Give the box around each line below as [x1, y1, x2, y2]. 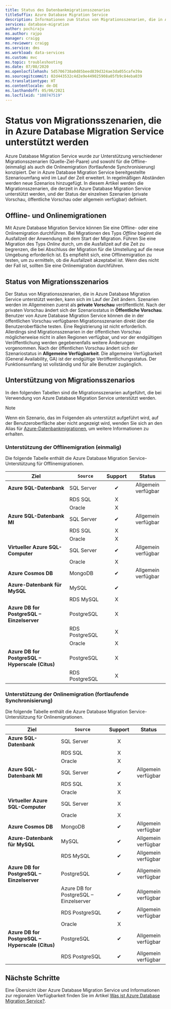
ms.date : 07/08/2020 [5, 64, 49, 69]
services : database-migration [5, 21, 70, 27]
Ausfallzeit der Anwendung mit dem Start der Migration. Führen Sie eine [5, 235, 156, 242]
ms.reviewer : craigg [5, 41, 49, 46]
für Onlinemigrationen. [36, 714, 84, 720]
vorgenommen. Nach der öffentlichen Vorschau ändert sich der [5, 345, 138, 351]
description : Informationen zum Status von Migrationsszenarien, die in [5, 17, 163, 22]
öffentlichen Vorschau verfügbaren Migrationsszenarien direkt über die [5, 318, 154, 324]
